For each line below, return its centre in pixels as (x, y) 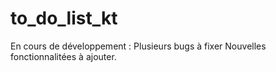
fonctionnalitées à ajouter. (63, 56)
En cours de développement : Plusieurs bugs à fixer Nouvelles (138, 46)
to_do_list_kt (64, 18)
